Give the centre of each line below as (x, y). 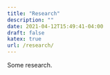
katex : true (24, 39)
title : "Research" (34, 13)
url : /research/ (30, 45)
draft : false (26, 33)
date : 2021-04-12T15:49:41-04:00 (55, 26)
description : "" (30, 20)
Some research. (30, 65)
